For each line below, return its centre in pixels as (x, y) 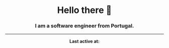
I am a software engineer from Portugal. (84, 26)
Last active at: (84, 41)
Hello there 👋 (84, 10)
